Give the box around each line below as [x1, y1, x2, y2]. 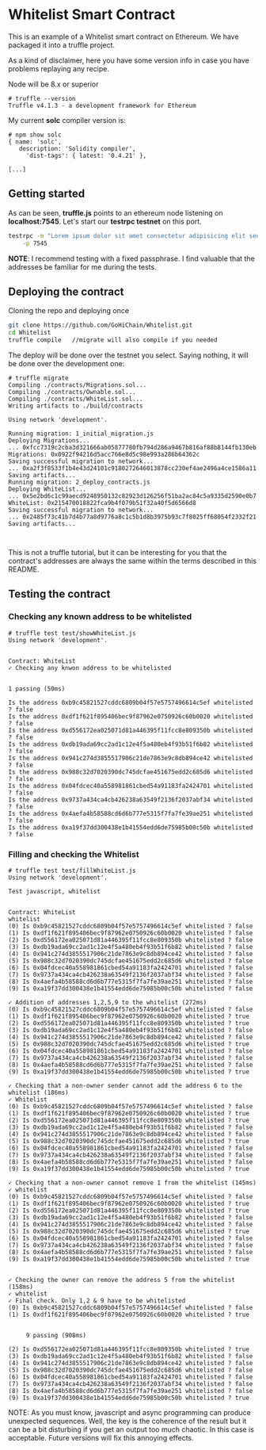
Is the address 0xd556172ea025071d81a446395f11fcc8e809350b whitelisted [8, 726, 253, 734]
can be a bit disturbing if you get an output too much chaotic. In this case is [8, 1425, 255, 1434]
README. [8, 564, 40, 574]
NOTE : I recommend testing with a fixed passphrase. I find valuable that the [8, 254, 255, 263]
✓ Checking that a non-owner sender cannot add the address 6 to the [8, 1081, 243, 1089]
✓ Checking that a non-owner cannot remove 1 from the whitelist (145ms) [8, 1179, 257, 1187]
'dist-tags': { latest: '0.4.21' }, [25, 151, 147, 159]
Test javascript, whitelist [8, 887, 101, 895]
